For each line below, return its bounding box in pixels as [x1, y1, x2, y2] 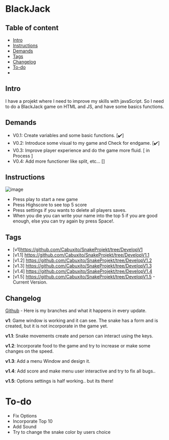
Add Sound [12, 424, 37, 430]
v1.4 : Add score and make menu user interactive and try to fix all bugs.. [5, 368, 156, 374]
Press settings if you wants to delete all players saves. [12, 207, 127, 213]
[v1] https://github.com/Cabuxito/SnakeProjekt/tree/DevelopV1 [12, 247, 143, 253]
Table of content [5, 24, 59, 32]
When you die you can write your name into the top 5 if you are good [12, 213, 158, 219]
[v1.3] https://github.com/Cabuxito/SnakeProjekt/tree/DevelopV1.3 [12, 263, 152, 269]
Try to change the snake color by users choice [12, 429, 111, 435]
